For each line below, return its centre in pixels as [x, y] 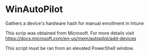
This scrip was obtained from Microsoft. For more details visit [70, 33]
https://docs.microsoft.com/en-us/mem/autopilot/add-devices [71, 38]
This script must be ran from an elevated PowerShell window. [70, 48]
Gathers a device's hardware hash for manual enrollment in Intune [74, 23]
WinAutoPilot [34, 9]
